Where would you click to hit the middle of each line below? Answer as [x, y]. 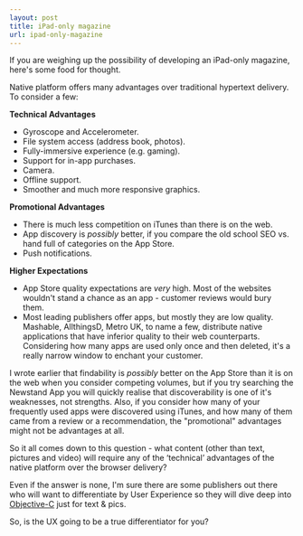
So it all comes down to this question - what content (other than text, [137, 448]
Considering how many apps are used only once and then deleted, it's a [156, 346]
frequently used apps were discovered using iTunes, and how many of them [151, 411]
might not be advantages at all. [67, 431]
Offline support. [52, 180]
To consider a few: [44, 97]
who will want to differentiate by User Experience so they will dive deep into [151, 494]
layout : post [34, 18]
